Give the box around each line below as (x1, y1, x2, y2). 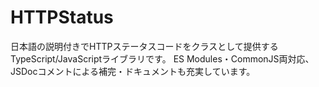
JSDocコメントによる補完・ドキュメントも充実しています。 (10, 65, 256, 77)
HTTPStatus (10, 6, 114, 29)
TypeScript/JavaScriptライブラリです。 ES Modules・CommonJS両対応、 (10, 52, 315, 65)
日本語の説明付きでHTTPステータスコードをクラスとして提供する (10, 40, 279, 52)
